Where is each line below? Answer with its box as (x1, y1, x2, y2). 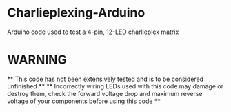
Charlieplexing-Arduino (7, 5, 145, 21)
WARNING (7, 52, 67, 68)
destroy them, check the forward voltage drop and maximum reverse (7, 89, 203, 97)
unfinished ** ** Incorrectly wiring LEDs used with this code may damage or (7, 82, 224, 91)
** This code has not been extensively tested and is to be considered (7, 75, 204, 83)
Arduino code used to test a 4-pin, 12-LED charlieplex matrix (7, 28, 179, 36)
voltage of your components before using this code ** (7, 97, 161, 105)
